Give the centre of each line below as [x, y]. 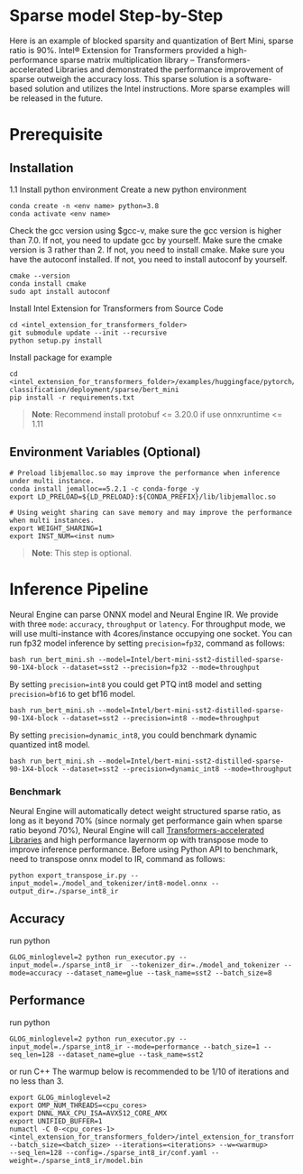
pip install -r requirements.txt [72, 398]
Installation [41, 168]
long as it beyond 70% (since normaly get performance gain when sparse [146, 821]
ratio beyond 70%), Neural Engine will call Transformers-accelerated [137, 830]
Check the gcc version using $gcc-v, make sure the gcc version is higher [146, 230]
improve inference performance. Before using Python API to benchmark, [144, 849]
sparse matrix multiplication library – [127, 60]
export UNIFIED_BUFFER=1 [56, 1121]
